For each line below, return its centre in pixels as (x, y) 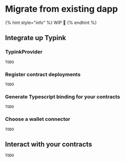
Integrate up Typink (36, 38)
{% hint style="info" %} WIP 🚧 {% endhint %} (51, 23)
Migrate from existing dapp (62, 9)
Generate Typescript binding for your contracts (62, 96)
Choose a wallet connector (38, 119)
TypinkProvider (24, 52)
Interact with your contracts (49, 144)
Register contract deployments (43, 74)
